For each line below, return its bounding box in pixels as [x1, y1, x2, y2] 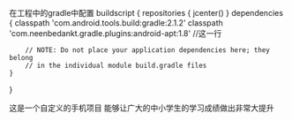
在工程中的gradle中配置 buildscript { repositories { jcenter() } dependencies [9, 8, 284, 18]
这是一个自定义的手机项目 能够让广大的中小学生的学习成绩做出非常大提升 [9, 102, 274, 113]
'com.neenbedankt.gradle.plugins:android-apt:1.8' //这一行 [9, 28, 222, 38]
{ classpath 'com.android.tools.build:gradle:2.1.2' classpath [9, 18, 223, 28]
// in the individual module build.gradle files [25, 61, 207, 70]
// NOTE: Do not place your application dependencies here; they [25, 46, 271, 55]
